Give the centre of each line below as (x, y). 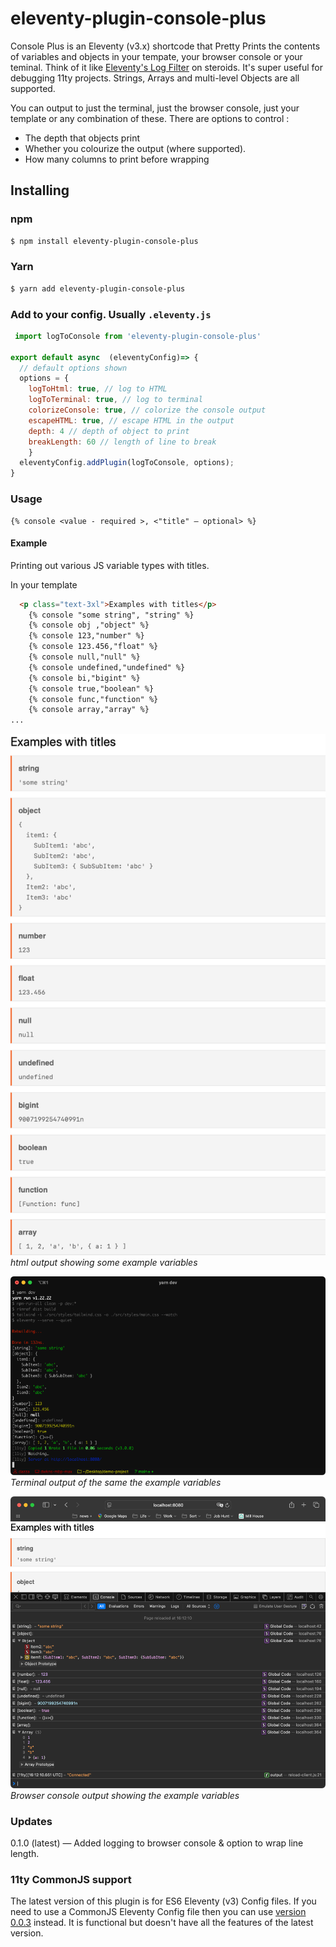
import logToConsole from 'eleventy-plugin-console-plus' (138, 336)
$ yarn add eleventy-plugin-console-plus (98, 288)
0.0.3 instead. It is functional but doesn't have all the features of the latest (162, 1923)
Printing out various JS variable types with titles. (110, 565)
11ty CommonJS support (71, 1880)
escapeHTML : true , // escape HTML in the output (131, 420)
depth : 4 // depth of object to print (109, 431)
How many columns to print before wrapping (117, 159)
